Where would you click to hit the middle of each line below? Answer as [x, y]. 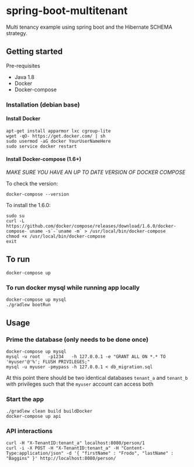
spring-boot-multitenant [67, 11]
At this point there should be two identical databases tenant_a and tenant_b [97, 377]
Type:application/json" [35, 454]
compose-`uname [25, 231]
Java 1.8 [25, 77]
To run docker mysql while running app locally [73, 287]
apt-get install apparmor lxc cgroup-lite [58, 131]
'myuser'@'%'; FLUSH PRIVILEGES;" [48, 362]
